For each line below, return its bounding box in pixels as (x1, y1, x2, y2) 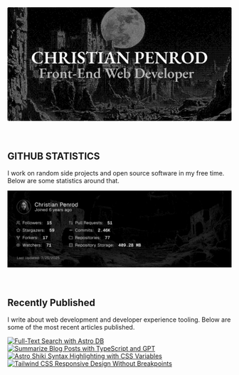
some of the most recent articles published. (7, 323, 135, 332)
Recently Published (7, 296, 96, 308)
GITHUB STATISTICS (7, 150, 100, 162)
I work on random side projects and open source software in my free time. (7, 169, 225, 178)
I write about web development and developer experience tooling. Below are (7, 315, 231, 324)
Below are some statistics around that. (7, 177, 119, 185)
